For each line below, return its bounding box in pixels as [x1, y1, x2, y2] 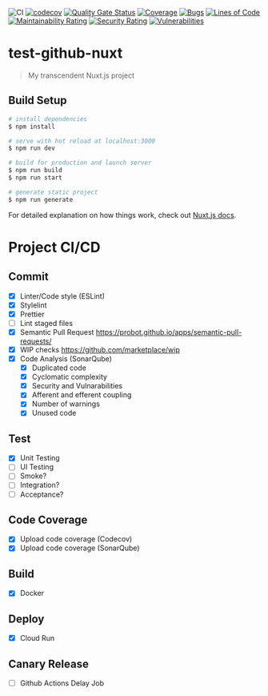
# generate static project [8, 188, 98, 196]
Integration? [19, 481, 60, 490]
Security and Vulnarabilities [31, 381, 122, 391]
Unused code [31, 408, 77, 418]
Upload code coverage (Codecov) [19, 534, 133, 544]
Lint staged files [19, 318, 74, 328]
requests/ [19, 336, 52, 346]
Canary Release [8, 657, 90, 670]
